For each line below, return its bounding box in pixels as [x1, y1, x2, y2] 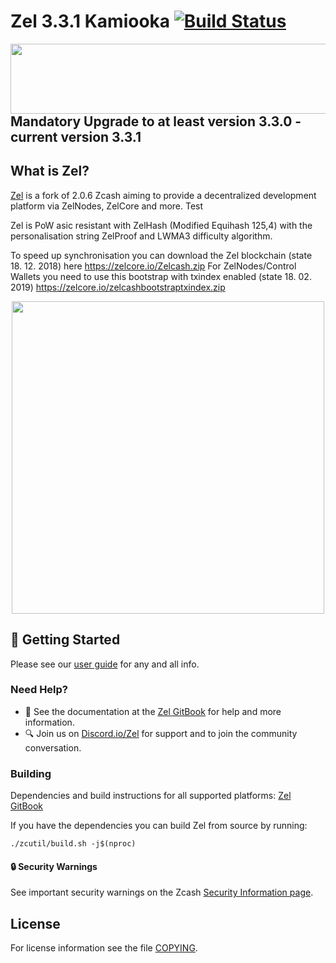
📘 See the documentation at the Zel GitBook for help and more [24, 705, 282, 717]
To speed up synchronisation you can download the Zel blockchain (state [10, 249, 313, 261]
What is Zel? [10, 163, 90, 180]
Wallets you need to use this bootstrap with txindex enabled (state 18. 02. [10, 270, 312, 282]
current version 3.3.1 [10, 128, 142, 145]
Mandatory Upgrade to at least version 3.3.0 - [10, 113, 302, 130]
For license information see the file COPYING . [10, 942, 198, 954]
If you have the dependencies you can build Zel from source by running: [10, 820, 308, 832]
